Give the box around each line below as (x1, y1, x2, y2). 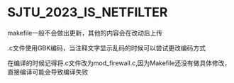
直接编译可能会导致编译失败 (7, 67, 89, 76)
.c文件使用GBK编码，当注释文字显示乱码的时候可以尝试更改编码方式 (7, 43, 206, 52)
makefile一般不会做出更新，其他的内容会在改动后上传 (7, 28, 163, 37)
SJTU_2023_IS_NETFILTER (7, 4, 168, 21)
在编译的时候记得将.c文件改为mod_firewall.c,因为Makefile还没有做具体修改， (7, 58, 231, 67)
